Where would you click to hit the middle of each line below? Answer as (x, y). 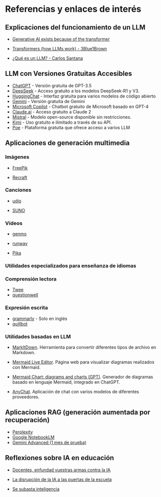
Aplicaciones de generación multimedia (67, 143)
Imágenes (17, 157)
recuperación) (28, 420)
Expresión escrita (27, 308)
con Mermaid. (26, 367)
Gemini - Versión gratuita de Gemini (48, 101)
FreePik (20, 168)
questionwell (25, 295)
